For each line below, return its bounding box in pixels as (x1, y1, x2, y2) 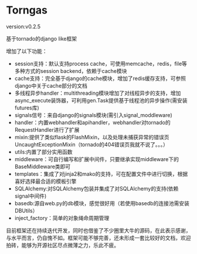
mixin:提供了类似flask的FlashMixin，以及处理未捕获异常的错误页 (14, 133, 169, 141)
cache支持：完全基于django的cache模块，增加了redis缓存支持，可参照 (14, 75, 186, 82)
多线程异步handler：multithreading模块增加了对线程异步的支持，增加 (14, 89, 181, 96)
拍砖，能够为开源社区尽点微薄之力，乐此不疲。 (6, 242, 119, 249)
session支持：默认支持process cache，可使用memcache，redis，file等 (14, 60, 188, 67)
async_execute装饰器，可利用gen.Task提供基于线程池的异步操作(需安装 (14, 96, 188, 103)
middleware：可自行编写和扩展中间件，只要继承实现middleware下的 (14, 155, 179, 162)
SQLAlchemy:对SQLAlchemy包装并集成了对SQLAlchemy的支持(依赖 (14, 185, 179, 192)
